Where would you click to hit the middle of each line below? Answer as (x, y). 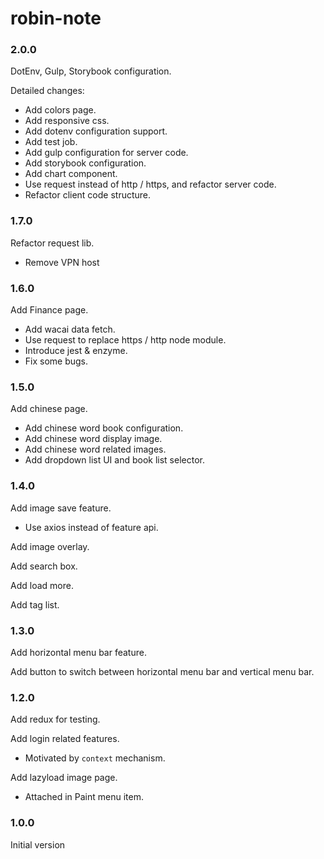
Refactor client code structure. (88, 195)
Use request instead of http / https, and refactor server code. (150, 184)
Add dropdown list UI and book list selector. (114, 460)
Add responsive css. (67, 121)
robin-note (56, 18)
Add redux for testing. (55, 719)
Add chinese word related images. (95, 449)
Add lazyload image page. (64, 778)
